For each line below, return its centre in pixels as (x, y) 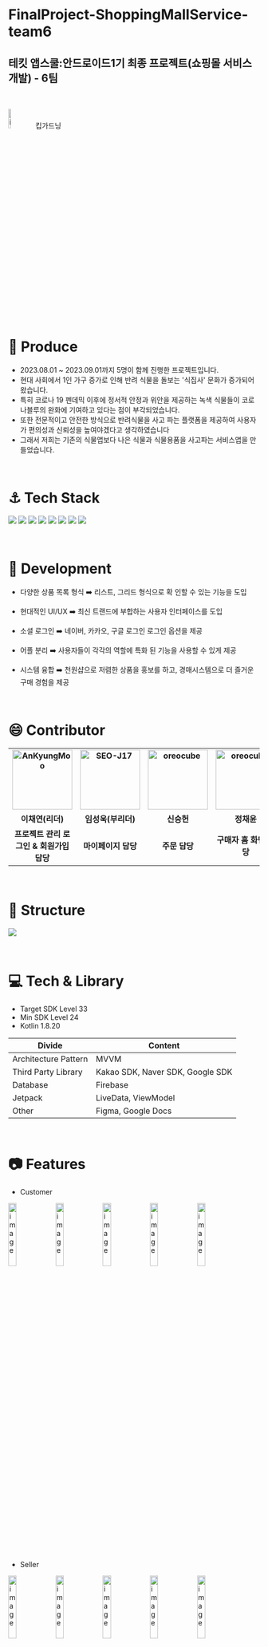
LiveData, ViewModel (135, 1097)
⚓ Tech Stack (54, 498)
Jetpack (28, 1097)
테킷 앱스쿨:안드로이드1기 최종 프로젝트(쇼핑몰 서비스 (130, 63)
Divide (50, 1045)
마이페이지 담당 (110, 846)
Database (30, 1084)
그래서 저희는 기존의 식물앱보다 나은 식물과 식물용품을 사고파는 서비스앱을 (134, 440)
